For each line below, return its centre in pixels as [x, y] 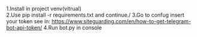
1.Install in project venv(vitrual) [44, 9]
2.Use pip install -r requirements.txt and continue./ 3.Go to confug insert [95, 15]
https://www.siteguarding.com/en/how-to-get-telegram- [122, 21]
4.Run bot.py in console [72, 27]
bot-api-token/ [24, 27]
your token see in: [28, 21]
